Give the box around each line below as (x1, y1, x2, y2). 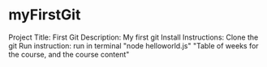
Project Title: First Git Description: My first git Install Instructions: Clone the (8, 32, 259, 42)
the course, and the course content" (8, 49, 130, 59)
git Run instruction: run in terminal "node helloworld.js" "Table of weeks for (8, 40, 259, 50)
